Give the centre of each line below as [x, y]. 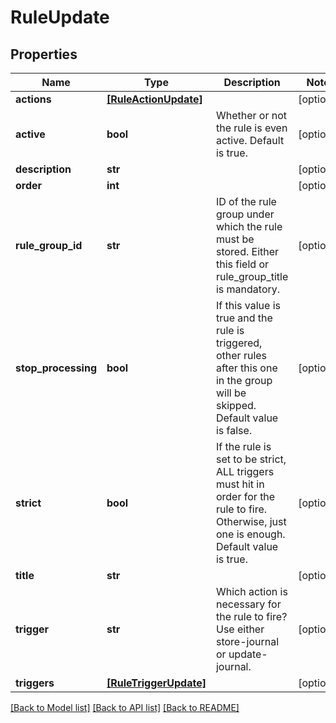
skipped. [236, 405]
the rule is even [251, 128]
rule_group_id [49, 245]
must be [235, 239]
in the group [244, 380]
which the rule [249, 226]
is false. [234, 430]
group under [245, 214]
